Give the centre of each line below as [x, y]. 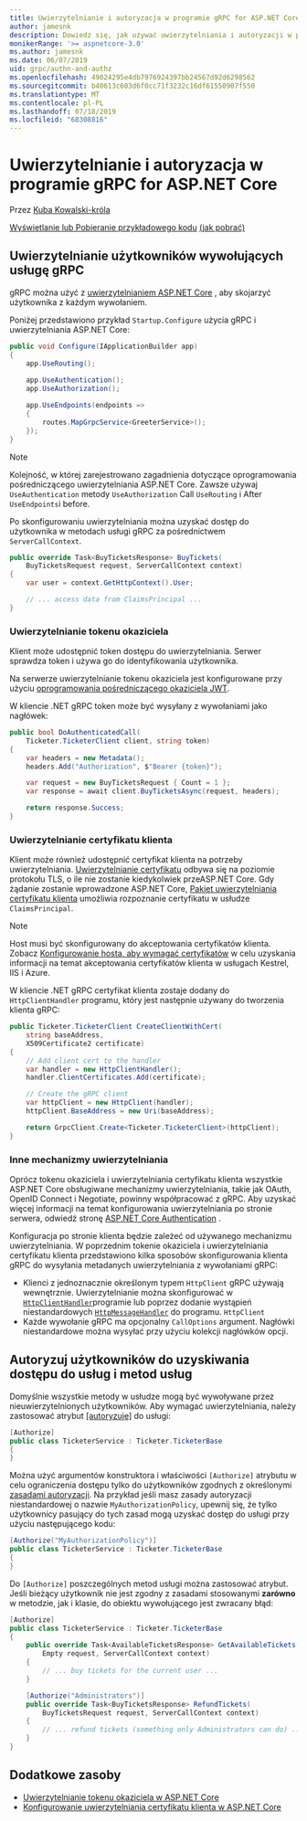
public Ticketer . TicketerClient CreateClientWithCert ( [116, 1027]
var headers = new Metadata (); [85, 758]
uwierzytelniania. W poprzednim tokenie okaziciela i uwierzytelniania [139, 1246]
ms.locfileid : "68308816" [58, 120]
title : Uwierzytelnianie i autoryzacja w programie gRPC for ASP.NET [145, 18]
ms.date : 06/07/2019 [49, 60]
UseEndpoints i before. [50, 503]
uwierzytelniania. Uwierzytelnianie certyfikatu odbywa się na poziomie [143, 870]
